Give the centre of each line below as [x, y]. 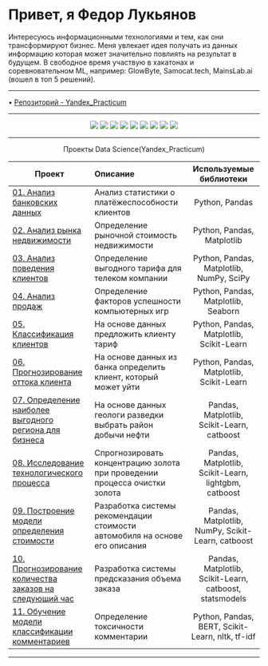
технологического [48, 473]
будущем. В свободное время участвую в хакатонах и [101, 62]
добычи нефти [122, 434]
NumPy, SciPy [223, 278]
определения [38, 530]
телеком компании [131, 278]
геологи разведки [129, 414]
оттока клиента [42, 382]
